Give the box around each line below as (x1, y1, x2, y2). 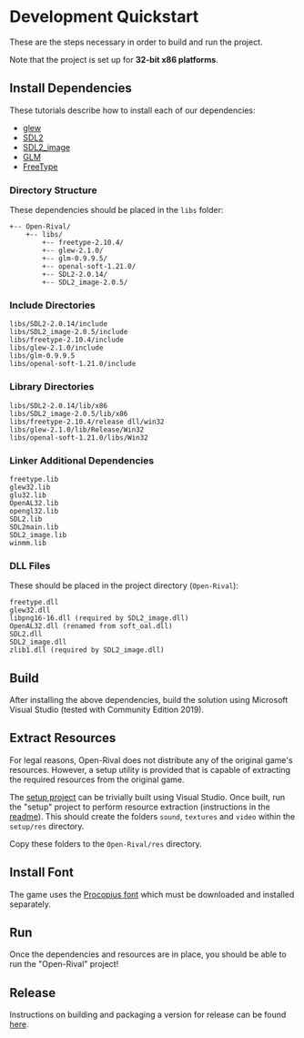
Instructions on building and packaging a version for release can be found (9, 1009, 287, 1021)
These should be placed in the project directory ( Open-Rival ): (9, 580, 239, 591)
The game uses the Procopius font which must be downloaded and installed (9, 889, 295, 900)
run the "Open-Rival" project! (9, 959, 119, 970)
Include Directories (9, 299, 96, 311)
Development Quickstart (9, 6, 199, 27)
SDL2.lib (9, 514, 43, 524)
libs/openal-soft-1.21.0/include (9, 360, 137, 369)
